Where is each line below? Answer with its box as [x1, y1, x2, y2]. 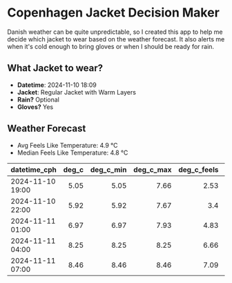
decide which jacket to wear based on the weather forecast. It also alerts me [7, 35, 225, 43]
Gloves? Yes [17, 102, 54, 111]
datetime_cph [10, 164, 57, 174]
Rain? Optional [17, 95, 60, 104]
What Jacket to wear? [7, 62, 104, 74]
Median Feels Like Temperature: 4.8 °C [17, 148, 128, 157]
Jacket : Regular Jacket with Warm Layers [17, 88, 137, 96]
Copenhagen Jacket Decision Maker [7, 5, 220, 21]
